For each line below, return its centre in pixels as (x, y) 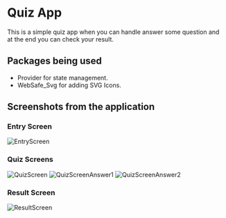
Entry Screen (30, 127)
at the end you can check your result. (61, 39)
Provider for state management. (63, 78)
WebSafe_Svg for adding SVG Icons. (69, 85)
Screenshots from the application (81, 107)
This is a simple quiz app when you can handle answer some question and (113, 32)
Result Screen (31, 192)
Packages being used (55, 61)
